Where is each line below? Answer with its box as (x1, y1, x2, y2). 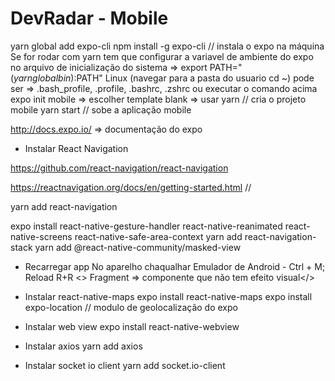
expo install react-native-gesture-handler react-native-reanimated (10, 220, 283, 232)
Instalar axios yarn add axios (24, 340, 143, 352)
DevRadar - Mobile (10, 7, 169, 30)
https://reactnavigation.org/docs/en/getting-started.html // (10, 181, 252, 193)
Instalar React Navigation (24, 142, 129, 154)
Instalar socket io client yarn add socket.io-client (24, 359, 226, 371)
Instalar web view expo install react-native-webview (24, 320, 240, 332)
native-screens (10, 230, 73, 242)
